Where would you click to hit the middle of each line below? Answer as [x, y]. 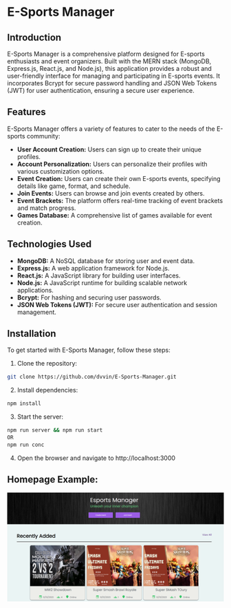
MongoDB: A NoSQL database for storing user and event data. [106, 261]
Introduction [34, 38]
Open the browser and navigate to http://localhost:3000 [96, 458]
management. [37, 312]
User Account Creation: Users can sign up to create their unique [109, 149]
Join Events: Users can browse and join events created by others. [111, 193]
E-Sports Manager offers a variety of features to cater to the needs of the [111, 129]
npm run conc [26, 445]
